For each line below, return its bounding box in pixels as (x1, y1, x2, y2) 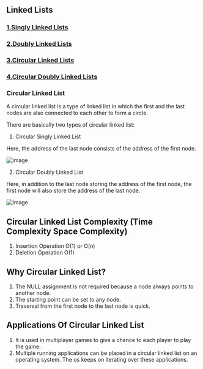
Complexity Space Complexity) (6, 226, 128, 236)
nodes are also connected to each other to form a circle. (6, 110, 149, 117)
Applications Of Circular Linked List (6, 320, 145, 330)
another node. (15, 289, 51, 296)
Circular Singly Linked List (15, 133, 81, 140)
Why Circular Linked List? (6, 266, 106, 277)
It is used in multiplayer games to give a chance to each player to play (15, 336, 191, 343)
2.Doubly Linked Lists (6, 40, 72, 48)
